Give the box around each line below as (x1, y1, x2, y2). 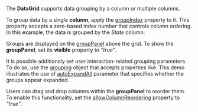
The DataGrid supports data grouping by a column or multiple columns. (6, 5, 180, 12)
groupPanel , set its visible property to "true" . (6, 46, 117, 53)
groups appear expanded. (6, 76, 70, 83)
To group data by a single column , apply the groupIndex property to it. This (6, 16, 190, 23)
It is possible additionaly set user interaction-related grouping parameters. (6, 58, 187, 65)
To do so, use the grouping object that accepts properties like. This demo (6, 64, 185, 71)
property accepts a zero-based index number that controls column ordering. (6, 23, 192, 29)
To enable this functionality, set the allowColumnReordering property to (6, 94, 180, 101)
